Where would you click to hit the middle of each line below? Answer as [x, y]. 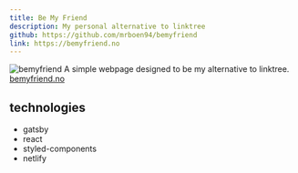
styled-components [60, 149]
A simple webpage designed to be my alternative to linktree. [176, 69]
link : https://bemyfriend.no [65, 43]
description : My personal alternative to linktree [108, 26]
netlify [35, 158]
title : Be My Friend [49, 18]
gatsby [36, 129]
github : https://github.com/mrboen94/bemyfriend [103, 35]
